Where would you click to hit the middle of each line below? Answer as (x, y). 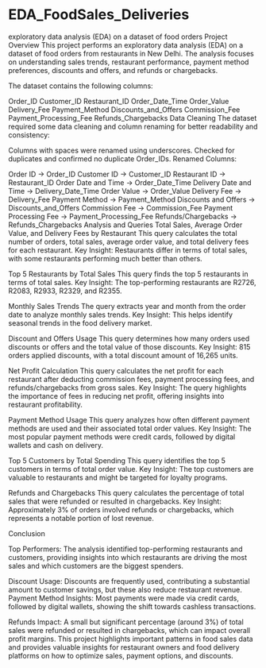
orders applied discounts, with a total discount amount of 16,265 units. (123, 355)
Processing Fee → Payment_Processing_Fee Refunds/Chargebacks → (123, 216)
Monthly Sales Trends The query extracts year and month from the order (127, 306)
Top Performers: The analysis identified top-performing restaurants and (125, 549)
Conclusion (27, 533)
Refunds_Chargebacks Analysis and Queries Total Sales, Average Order (125, 225)
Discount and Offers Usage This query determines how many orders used (129, 338)
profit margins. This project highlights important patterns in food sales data (131, 639)
